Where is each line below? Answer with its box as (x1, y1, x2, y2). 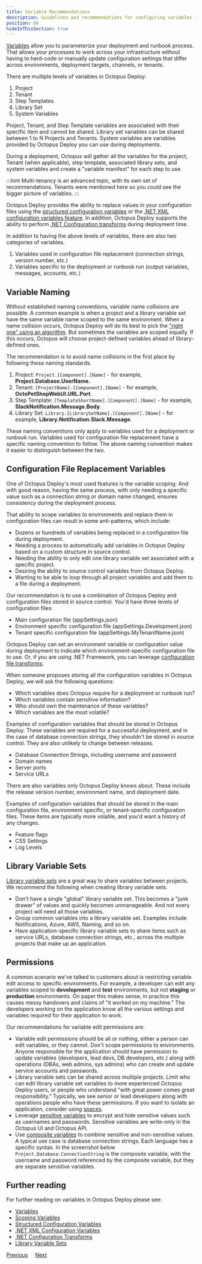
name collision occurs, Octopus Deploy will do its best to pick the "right (6, 322, 183, 330)
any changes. (6, 819, 40, 826)
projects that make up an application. (14, 940, 107, 947)
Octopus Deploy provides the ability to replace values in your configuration (6, 202, 192, 209)
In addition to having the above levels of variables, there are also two (6, 232, 177, 239)
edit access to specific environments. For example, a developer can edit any (6, 979, 195, 987)
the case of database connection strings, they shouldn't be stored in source (6, 733, 194, 740)
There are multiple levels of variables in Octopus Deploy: (6, 73, 147, 80)
